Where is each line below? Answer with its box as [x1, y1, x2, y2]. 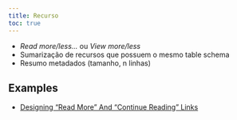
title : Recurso [8, 11, 59, 20]
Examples [8, 81, 58, 94]
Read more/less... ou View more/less [19, 41, 141, 50]
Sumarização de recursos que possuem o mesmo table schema [19, 50, 230, 59]
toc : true [8, 19, 41, 27]
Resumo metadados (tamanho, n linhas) [19, 58, 152, 68]
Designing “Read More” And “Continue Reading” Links [19, 102, 199, 112]
